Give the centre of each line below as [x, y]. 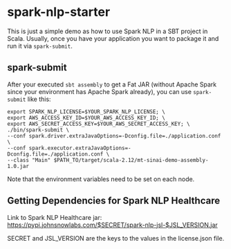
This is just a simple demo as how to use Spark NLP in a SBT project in [108, 31]
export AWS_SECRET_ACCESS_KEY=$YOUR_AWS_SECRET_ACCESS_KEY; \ [99, 124]
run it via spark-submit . [40, 46]
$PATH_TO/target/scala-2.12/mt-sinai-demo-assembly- [131, 160]
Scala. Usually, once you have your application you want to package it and [113, 38]
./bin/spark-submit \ [38, 130]
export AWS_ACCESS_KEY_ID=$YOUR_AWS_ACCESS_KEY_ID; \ [86, 118]
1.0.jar [18, 166]
